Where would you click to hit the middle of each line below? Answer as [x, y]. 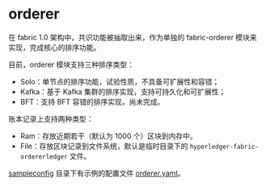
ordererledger [44, 157]
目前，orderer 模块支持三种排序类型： [72, 64]
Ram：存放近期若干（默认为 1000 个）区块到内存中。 [108, 136]
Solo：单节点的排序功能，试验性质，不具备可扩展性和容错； [120, 81]
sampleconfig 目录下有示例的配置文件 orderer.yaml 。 [97, 173]
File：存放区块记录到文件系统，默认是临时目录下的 [104, 146]
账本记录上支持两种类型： [51, 118]
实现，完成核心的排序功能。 [55, 47]
